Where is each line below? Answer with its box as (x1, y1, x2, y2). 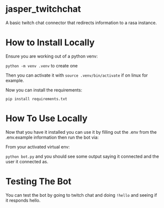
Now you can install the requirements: (5, 87, 82, 93)
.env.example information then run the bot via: (5, 134, 99, 140)
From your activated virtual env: (5, 144, 70, 149)
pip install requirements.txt (5, 96, 68, 101)
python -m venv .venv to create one (5, 62, 78, 68)
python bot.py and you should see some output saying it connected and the (5, 153, 159, 159)
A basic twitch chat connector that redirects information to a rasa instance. (5, 20, 157, 26)
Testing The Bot (5, 176, 72, 187)
